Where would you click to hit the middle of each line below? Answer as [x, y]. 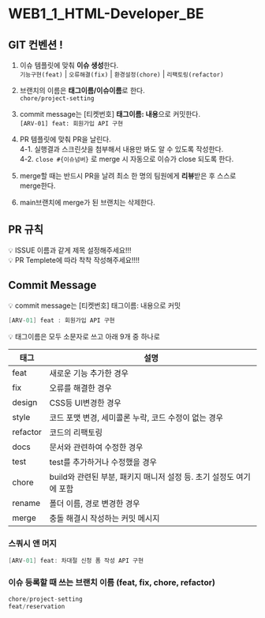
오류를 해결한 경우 [80, 388]
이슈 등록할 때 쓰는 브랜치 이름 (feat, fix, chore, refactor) [112, 582]
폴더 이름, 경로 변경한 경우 [95, 504]
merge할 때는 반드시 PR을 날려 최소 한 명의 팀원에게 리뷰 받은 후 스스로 [128, 176]
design [25, 402]
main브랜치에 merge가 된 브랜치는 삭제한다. [87, 202]
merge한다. [37, 185]
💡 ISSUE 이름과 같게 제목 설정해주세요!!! [70, 250]
